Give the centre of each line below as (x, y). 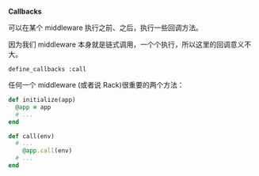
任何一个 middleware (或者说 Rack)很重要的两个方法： (96, 85)
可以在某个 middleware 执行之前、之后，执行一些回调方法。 (106, 28)
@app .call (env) (48, 151)
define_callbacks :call (48, 69)
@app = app (33, 107)
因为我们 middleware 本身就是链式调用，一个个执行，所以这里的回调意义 (126, 44)
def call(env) (32, 136)
